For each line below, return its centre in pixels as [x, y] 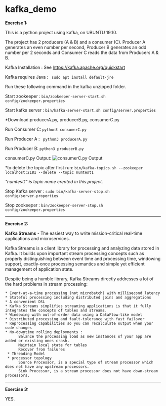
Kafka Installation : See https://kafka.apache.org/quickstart [65, 67]
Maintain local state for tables [53, 345]
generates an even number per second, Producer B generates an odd [76, 47]
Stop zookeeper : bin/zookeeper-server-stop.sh [54, 205]
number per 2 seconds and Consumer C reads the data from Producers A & [82, 52]
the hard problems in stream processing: [46, 284]
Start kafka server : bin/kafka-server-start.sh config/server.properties [81, 110]
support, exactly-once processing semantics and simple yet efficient [75, 264]
